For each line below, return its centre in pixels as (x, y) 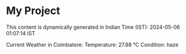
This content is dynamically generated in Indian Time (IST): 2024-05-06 (93, 27)
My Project (33, 11)
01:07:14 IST (21, 33)
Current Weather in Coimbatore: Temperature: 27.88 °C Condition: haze (92, 45)
